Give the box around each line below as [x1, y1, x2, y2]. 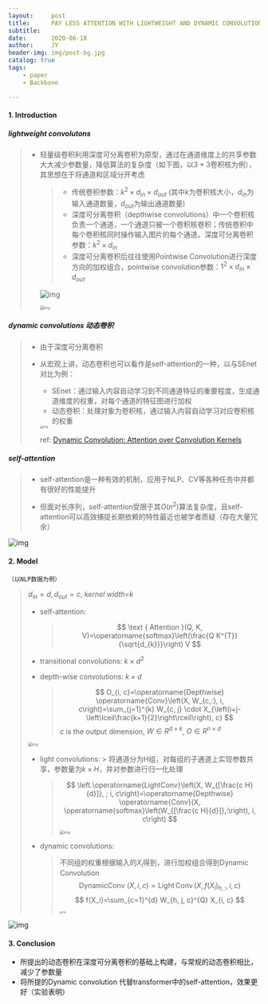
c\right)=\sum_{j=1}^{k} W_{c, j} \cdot [78, 704, 202, 714]
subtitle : [8, 26, 41, 34]
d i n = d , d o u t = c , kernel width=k [27, 589, 134, 600]
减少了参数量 [19, 967, 62, 977]
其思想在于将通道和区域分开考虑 [39, 169, 145, 180]
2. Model [8, 556, 38, 566]
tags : [8, 64, 26, 72]
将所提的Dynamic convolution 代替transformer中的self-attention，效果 [19, 977, 251, 987]
